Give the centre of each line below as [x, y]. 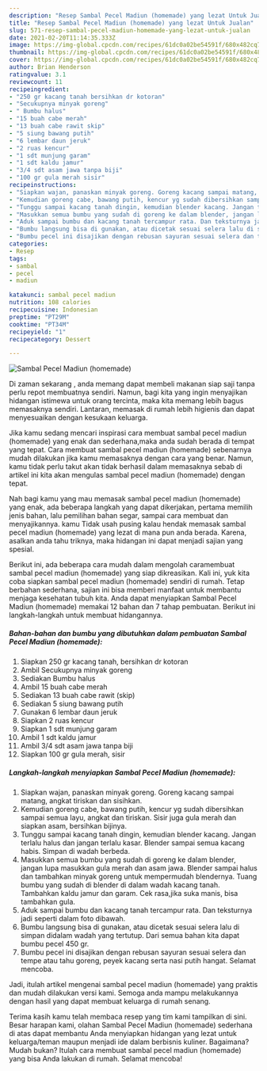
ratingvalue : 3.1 [38, 74]
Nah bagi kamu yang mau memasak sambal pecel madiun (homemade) [125, 499]
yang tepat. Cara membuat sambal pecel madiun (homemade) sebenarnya [130, 450]
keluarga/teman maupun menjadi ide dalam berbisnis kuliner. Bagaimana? [129, 1042]
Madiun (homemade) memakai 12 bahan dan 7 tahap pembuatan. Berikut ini [132, 607]
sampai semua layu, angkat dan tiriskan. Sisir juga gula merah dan [128, 818]
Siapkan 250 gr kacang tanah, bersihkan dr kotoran [104, 661]
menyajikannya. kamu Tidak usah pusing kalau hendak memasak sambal [128, 524]
